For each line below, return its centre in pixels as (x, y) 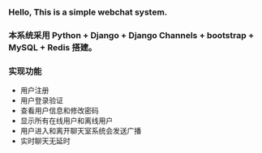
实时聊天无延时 (45, 141)
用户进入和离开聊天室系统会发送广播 (81, 131)
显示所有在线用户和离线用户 (67, 121)
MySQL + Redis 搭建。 (53, 47)
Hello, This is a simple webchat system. (88, 12)
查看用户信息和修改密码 (59, 111)
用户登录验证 (41, 100)
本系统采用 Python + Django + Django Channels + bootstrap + (131, 35)
